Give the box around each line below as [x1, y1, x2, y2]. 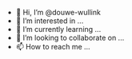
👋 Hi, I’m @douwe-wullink [15, 8, 102, 17]
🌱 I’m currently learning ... [15, 25, 102, 33]
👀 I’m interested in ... [15, 16, 84, 26]
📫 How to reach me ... [15, 42, 90, 51]
